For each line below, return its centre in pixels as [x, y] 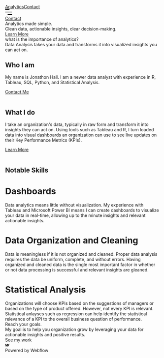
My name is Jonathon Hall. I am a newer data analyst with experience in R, [81, 77]
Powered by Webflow [27, 350]
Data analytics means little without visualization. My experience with [74, 205]
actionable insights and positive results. [45, 334]
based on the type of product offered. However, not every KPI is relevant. [79, 308]
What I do [20, 112]
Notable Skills [27, 170]
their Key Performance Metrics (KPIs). [44, 140]
